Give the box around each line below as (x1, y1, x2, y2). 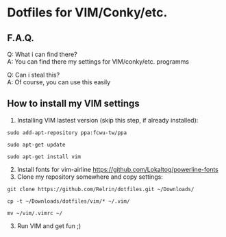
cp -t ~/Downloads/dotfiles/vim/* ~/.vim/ (7, 197, 130, 205)
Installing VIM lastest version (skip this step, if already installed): (16, 116, 199, 124)
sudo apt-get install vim (7, 153, 81, 160)
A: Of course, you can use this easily (7, 78, 111, 86)
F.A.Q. (7, 32, 34, 44)
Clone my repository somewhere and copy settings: (16, 173, 163, 181)
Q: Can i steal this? (7, 71, 60, 79)
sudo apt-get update (7, 141, 66, 148)
